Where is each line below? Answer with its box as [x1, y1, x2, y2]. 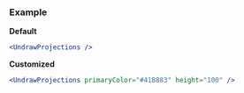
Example [9, 6, 48, 18]
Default [9, 26, 37, 37]
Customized [9, 59, 55, 69]
